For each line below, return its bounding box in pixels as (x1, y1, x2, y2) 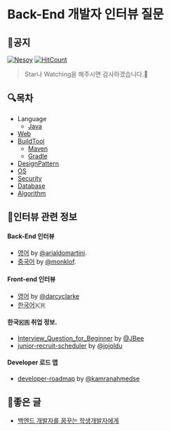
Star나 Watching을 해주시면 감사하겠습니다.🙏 (24, 70, 149, 78)
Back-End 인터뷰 (7, 232, 55, 240)
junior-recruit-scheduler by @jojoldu (17, 341, 123, 350)
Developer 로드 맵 (7, 358, 58, 367)
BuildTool (17, 137, 45, 145)
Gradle (27, 151, 48, 160)
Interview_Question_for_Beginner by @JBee (17, 334, 144, 342)
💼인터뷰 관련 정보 (7, 211, 77, 223)
